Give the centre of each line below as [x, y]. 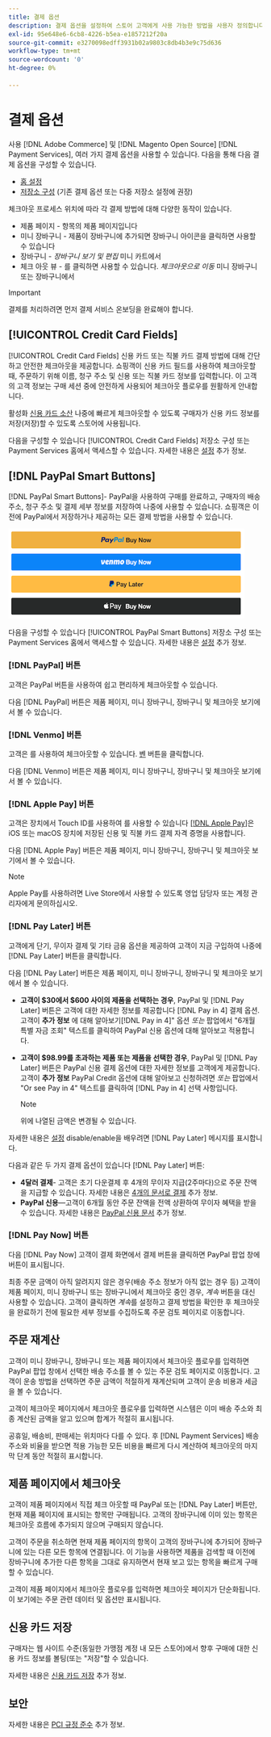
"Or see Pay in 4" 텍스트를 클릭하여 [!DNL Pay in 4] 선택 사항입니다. [129, 1088]
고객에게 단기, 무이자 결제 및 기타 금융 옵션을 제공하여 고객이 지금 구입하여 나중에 [135, 946]
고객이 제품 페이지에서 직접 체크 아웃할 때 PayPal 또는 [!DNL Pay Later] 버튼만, [133, 1504]
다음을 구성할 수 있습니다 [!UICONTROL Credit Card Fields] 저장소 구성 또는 [129, 440]
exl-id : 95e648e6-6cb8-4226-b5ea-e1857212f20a [88, 34]
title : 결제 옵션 [34, 17]
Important [25, 292]
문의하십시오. [57, 904]
